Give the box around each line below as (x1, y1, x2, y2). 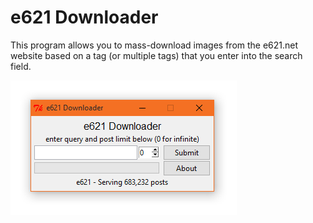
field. (10, 60, 32, 72)
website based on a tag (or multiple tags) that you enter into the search (10, 49, 303, 61)
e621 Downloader (10, 6, 159, 29)
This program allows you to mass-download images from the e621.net (10, 39, 299, 51)
